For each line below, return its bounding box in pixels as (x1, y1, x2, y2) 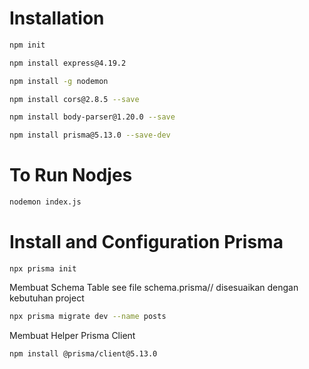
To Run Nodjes (9, 164, 133, 187)
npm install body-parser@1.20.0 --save (9, 112, 176, 122)
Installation (9, 7, 105, 30)
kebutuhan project (9, 292, 85, 304)
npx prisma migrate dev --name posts (9, 311, 167, 321)
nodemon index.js (9, 197, 82, 207)
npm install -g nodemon (9, 76, 109, 86)
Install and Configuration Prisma (9, 231, 284, 254)
